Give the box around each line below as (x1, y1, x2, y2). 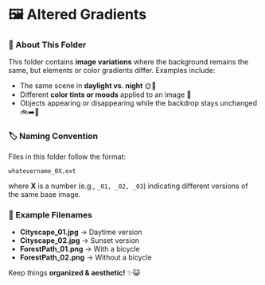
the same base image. (8, 189, 81, 198)
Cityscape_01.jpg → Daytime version (19, 227, 142, 237)
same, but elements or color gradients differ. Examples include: (8, 66, 216, 75)
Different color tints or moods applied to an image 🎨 (19, 90, 192, 99)
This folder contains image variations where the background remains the (8, 57, 249, 67)
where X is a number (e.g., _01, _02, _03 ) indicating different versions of (8, 181, 248, 191)
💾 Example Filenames (8, 209, 93, 220)
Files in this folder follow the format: (8, 152, 127, 161)
